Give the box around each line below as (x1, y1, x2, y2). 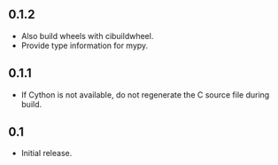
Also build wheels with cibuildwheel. (20, 30, 154, 41)
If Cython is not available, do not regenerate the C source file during (20, 89, 270, 100)
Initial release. (20, 148, 73, 159)
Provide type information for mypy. (20, 40, 149, 51)
